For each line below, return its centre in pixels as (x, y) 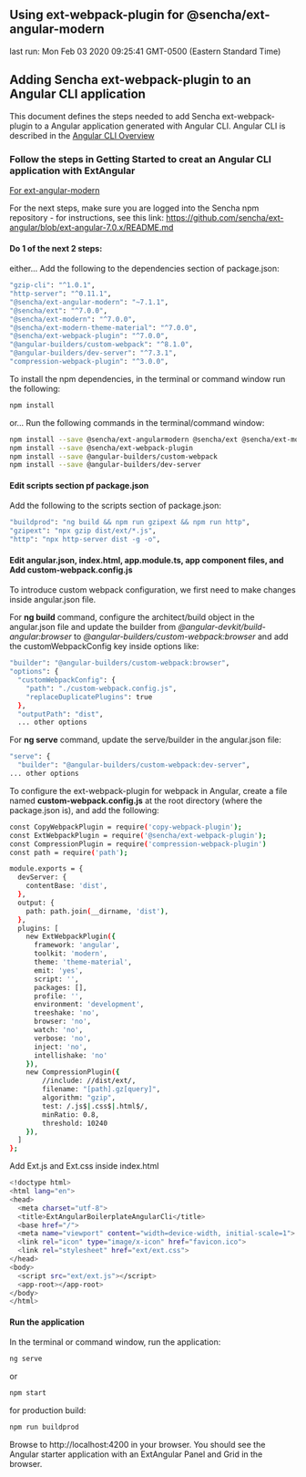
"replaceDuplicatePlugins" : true (89, 697)
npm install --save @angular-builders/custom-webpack (114, 456)
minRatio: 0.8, (71, 1115)
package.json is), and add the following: (84, 810)
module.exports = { (46, 869)
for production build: (48, 1410)
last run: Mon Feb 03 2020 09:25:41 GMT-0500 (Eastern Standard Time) (145, 51)
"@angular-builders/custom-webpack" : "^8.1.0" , (102, 345)
